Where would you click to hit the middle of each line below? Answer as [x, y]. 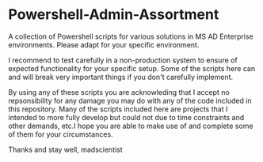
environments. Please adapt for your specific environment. [104, 44]
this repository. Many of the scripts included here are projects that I [118, 109]
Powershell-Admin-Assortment [114, 15]
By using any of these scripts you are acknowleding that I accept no [119, 92]
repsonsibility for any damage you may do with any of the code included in [130, 100]
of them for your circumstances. [61, 134]
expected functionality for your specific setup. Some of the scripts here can [132, 68]
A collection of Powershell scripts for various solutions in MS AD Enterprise [131, 36]
